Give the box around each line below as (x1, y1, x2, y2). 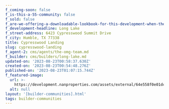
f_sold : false (5, 17, 35, 22)
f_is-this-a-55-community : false (5, 12, 75, 17)
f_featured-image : (5, 73, 44, 78)
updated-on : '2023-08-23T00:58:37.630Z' (5, 59, 92, 64)
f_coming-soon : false (5, 7, 51, 13)
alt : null (10, 86, 30, 92)
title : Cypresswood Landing (5, 40, 64, 45)
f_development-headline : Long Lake (5, 26, 80, 31)
